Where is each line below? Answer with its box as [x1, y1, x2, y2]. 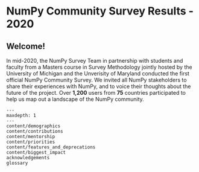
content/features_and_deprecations [6, 144, 96, 150]
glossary [6, 160, 28, 166]
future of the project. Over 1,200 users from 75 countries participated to [6, 89, 186, 96]
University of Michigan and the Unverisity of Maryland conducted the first [6, 70, 190, 77]
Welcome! [6, 41, 45, 51]
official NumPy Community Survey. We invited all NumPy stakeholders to [6, 77, 187, 83]
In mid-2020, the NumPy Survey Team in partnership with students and [6, 57, 183, 64]
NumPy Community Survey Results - [6, 4, 194, 18]
